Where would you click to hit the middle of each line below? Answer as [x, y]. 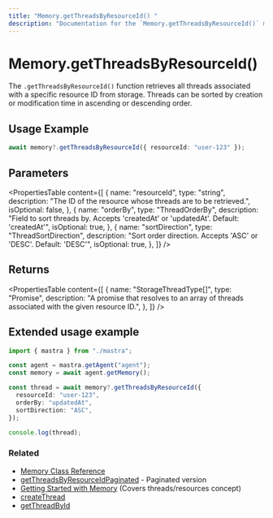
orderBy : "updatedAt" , [54, 403]
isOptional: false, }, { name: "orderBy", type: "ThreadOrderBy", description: [133, 209]
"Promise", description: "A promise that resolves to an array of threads [126, 298]
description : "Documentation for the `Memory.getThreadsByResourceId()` [134, 24]
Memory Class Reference [63, 471]
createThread [43, 497]
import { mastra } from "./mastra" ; [70, 351]
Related [24, 453]
